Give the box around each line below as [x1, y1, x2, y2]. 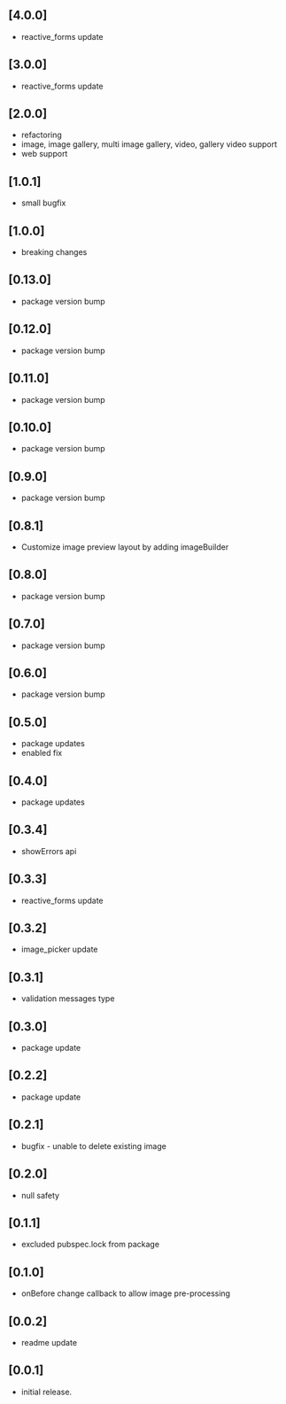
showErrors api [20, 845, 77, 856]
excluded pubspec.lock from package [20, 1239, 160, 1250]
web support [20, 149, 68, 159]
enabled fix [20, 748, 63, 759]
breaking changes [20, 247, 88, 258]
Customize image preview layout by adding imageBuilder [20, 541, 229, 552]
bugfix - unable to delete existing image [20, 1140, 167, 1151]
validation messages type [20, 993, 115, 1004]
